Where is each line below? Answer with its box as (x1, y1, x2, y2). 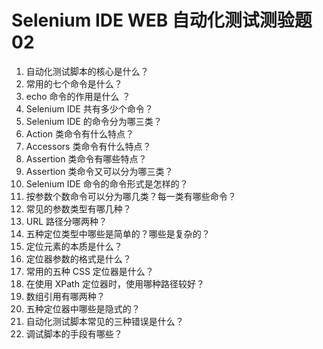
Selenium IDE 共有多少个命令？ (25, 102, 154, 115)
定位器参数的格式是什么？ (25, 252, 132, 265)
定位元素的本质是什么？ (25, 240, 123, 252)
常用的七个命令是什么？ (25, 77, 123, 90)
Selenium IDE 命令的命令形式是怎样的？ (25, 177, 189, 190)
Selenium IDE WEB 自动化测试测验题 (11, 9, 313, 32)
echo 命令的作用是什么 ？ (25, 90, 131, 102)
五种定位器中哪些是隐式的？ (25, 302, 141, 315)
